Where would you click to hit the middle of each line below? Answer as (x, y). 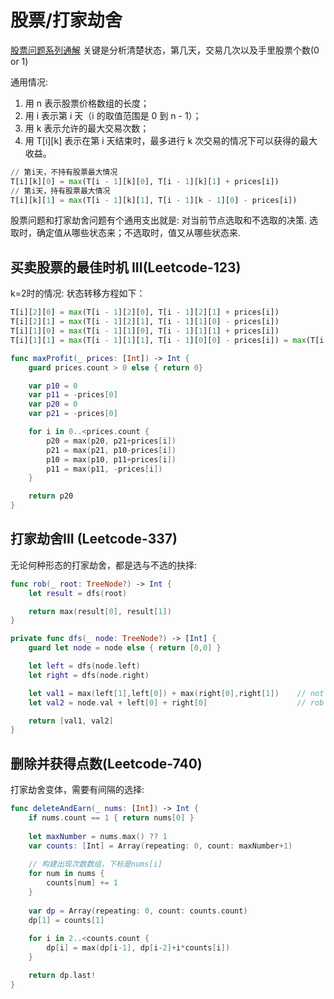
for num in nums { (66, 874)
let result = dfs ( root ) (78, 593)
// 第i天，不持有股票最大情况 (64, 172)
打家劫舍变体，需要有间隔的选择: (77, 790)
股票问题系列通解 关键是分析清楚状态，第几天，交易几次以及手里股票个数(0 (165, 50)
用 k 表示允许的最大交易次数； (87, 128)
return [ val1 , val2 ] (71, 721)
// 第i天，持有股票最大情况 (60, 191)
